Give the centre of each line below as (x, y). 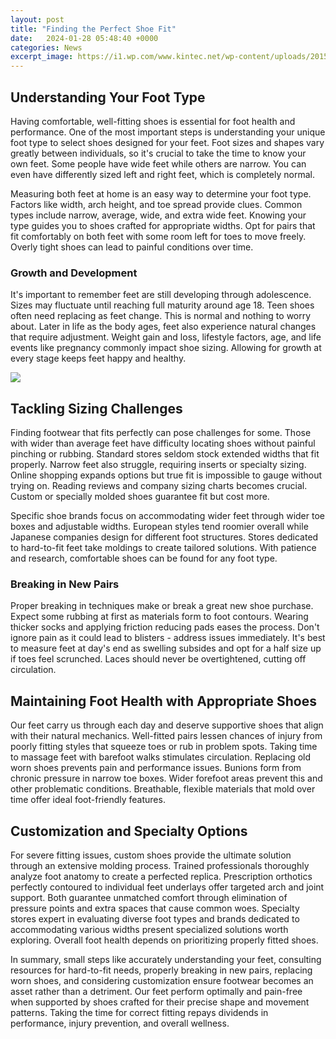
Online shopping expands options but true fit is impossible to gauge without (166, 475)
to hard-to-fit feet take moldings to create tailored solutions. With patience (163, 548)
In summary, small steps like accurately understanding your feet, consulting (166, 959)
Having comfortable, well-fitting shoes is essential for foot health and (153, 121)
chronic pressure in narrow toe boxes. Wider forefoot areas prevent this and (166, 778)
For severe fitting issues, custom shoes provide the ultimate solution (151, 855)
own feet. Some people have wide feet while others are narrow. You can (158, 163)
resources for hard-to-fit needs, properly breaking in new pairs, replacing (161, 970)
